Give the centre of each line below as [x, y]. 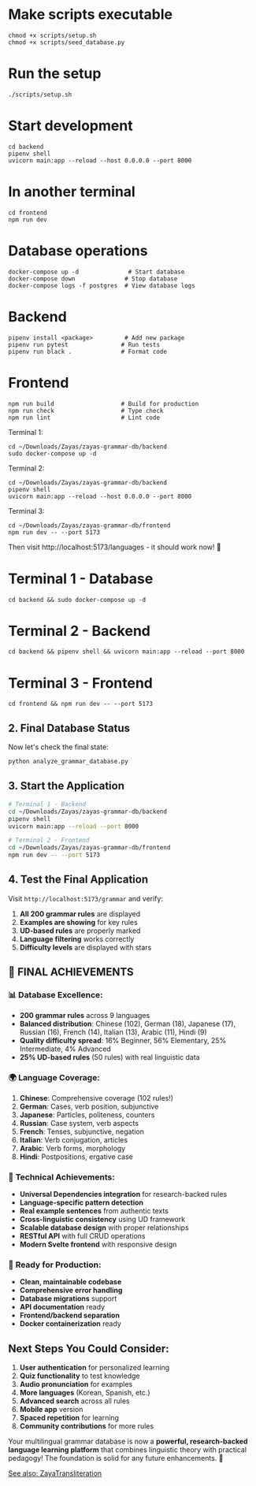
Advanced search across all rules [74, 1401]
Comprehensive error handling [71, 1291]
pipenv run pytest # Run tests [84, 344]
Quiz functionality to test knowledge [80, 1376]
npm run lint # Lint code [84, 418]
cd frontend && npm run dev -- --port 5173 [81, 704]
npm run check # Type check [86, 411]
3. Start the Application [66, 786]
